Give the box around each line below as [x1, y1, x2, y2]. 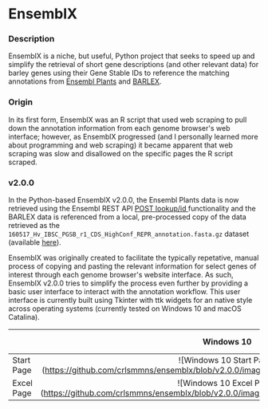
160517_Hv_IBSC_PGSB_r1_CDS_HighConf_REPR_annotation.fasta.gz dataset [8, 229, 250, 239]
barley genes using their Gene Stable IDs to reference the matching [8, 69, 230, 78]
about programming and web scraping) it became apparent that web [8, 140, 234, 150]
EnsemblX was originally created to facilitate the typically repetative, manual [8, 253, 259, 263]
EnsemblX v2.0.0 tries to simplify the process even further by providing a [8, 278, 249, 288]
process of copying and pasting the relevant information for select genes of [8, 262, 257, 271]
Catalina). [8, 313, 40, 322]
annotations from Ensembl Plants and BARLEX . [8, 77, 162, 86]
